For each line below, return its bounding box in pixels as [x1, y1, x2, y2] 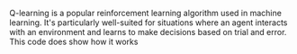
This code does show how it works [9, 36, 139, 47]
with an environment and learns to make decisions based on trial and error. [9, 27, 287, 37]
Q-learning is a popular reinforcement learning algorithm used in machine [9, 8, 282, 18]
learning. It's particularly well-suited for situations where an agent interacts [9, 17, 288, 28]
